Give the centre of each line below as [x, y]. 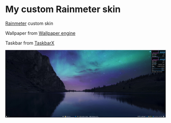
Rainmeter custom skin [29, 23]
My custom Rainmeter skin [63, 9]
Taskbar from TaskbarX [30, 43]
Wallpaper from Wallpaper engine [40, 33]
